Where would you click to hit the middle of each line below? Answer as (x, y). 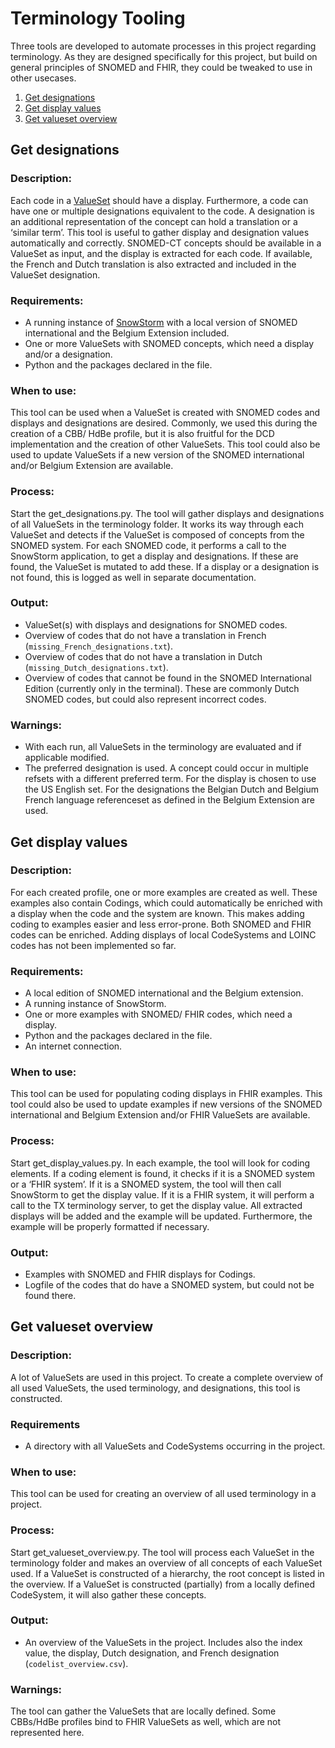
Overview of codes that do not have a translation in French (145, 635)
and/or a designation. (68, 354)
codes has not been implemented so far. (93, 945)
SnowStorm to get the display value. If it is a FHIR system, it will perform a (162, 1194)
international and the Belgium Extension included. (127, 333)
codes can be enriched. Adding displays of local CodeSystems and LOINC (163, 934)
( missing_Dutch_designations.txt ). (96, 667)
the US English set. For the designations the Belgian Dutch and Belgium (171, 789)
